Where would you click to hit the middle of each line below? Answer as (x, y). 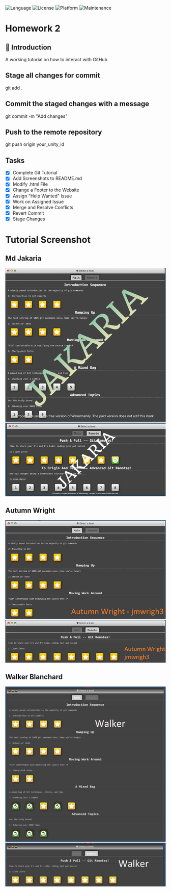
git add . (14, 88)
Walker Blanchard (34, 677)
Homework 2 (33, 29)
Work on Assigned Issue (38, 201)
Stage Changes (29, 219)
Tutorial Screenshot (48, 240)
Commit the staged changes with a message (77, 104)
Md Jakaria (23, 258)
